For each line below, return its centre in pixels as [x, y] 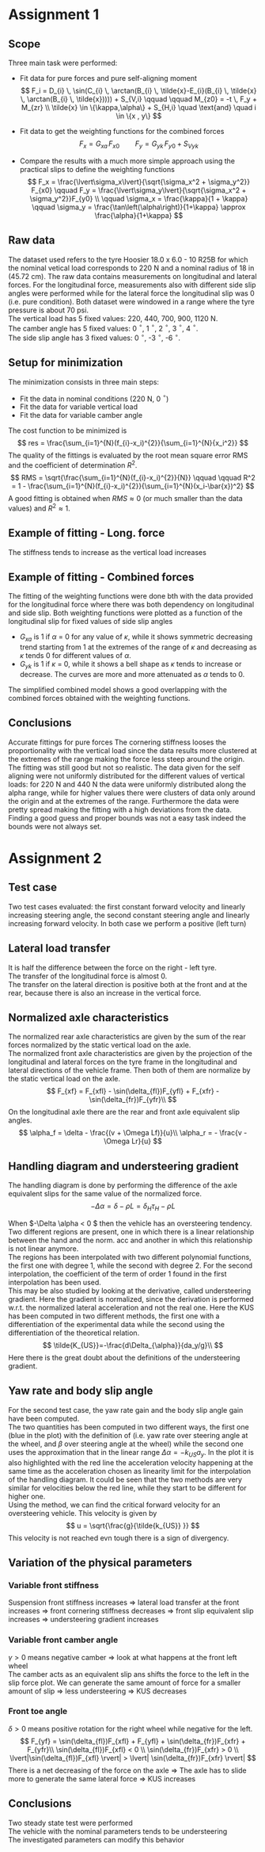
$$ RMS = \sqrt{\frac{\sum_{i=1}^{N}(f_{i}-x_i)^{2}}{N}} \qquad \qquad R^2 [133, 478]
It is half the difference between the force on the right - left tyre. [113, 967]
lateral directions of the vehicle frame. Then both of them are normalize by [129, 1070]
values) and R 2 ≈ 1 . [40, 507]
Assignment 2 [55, 858]
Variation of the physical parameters [100, 1562]
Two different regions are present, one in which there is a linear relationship [131, 1231]
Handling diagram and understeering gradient [123, 1166]
